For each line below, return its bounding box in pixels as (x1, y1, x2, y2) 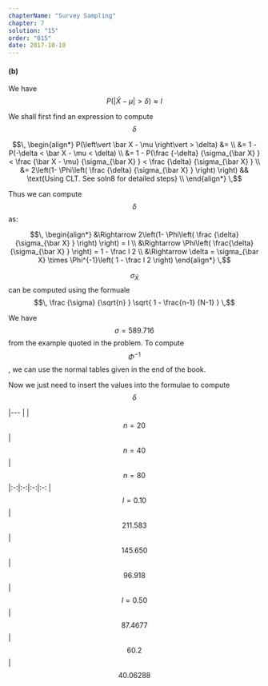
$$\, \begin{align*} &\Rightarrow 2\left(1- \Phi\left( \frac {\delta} (30, 229, 239, 240)
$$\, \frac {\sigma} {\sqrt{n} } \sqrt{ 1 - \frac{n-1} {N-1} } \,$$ (34, 297, 235, 308)
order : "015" (8, 34, 52, 42)
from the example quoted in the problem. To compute (8, 338, 185, 348)
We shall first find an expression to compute (8, 112, 154, 122)
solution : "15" (8, 26, 59, 34)
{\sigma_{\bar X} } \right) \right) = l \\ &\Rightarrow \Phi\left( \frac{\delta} (14, 238, 254, 248)
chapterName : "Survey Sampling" (8, 11, 116, 20)
